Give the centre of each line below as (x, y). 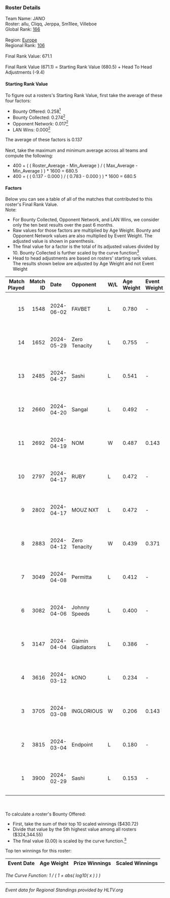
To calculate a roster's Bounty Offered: (46, 814)
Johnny (80, 607)
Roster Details (23, 8)
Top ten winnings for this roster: (38, 850)
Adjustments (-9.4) (25, 72)
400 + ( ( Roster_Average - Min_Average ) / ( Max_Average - (75, 165)
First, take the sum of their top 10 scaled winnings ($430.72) (75, 824)
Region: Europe (21, 40)
